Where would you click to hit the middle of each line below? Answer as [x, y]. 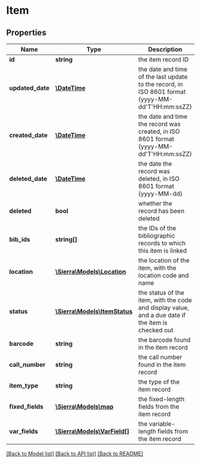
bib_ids [20, 239]
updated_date [29, 88]
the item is [153, 323]
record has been [162, 211]
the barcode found [165, 340]
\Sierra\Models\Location [91, 272]
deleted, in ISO [159, 179]
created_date [28, 135]
